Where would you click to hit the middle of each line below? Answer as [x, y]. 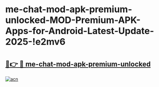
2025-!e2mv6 [35, 42]
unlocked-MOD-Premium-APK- [73, 20]
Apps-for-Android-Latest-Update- [80, 31]
